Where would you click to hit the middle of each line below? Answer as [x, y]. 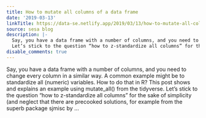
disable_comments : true [37, 52]
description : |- [27, 35]
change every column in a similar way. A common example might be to [96, 76]
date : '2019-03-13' [31, 18]
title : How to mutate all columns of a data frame [72, 12]
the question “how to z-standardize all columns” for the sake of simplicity [99, 95]
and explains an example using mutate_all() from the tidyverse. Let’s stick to [102, 89]
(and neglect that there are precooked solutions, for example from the [94, 101]
